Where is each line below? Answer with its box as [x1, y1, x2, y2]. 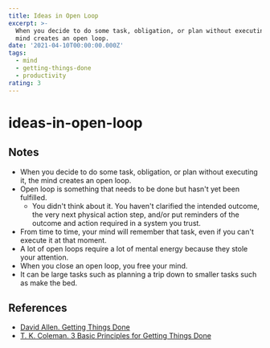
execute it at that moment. [19, 235, 107, 245]
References [8, 301, 67, 314]
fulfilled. [19, 192, 47, 202]
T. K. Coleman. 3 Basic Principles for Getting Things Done [19, 331, 211, 341]
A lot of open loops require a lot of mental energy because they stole [19, 244, 248, 253]
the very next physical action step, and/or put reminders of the [31, 210, 239, 219]
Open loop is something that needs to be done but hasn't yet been [19, 184, 239, 194]
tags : [8, 49, 27, 57]
